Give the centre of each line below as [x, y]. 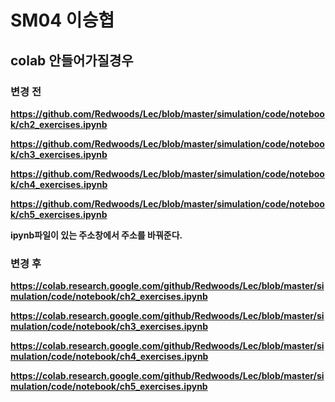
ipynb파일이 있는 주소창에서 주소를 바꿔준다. [96, 235]
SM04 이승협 [62, 20]
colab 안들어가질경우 [72, 60]
